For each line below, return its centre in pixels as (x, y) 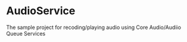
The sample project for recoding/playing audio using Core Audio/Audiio (94, 27)
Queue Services (26, 33)
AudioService (41, 11)
